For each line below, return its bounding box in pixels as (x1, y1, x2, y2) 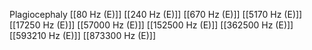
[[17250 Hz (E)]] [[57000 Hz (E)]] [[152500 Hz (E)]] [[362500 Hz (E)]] (9, 19, 294, 31)
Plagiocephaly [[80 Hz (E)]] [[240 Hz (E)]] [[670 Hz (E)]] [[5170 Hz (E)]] (9, 9, 303, 20)
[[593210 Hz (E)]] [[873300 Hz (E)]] (9, 30, 157, 41)
